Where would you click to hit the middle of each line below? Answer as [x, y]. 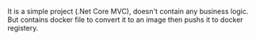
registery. [23, 28]
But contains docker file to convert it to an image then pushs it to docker [125, 20]
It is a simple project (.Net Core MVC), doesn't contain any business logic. [128, 11]
